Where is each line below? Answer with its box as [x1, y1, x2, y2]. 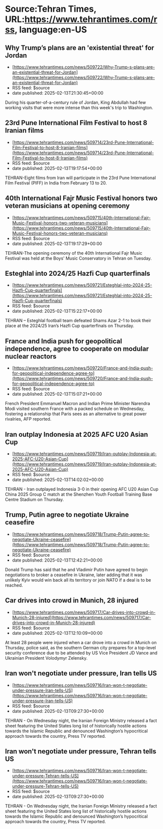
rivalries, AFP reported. [5, 416, 52, 422]
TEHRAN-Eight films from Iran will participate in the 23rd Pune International [5, 175, 156, 181]
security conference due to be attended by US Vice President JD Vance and [5, 650, 158, 656]
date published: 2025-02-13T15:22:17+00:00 [12, 308, 102, 314]
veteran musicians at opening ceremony [5, 202, 130, 210]
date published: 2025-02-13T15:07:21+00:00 [12, 391, 102, 397]
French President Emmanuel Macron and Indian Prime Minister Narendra [5, 401, 150, 406]
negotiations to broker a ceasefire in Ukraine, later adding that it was [5, 572, 143, 578]
